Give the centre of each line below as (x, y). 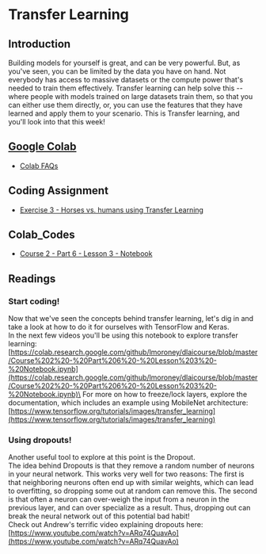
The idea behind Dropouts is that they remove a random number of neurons (131, 466)
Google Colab (42, 147)
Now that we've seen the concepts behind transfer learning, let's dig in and (131, 319)
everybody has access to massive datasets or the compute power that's (126, 80)
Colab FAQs (39, 166)
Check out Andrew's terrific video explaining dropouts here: (106, 525)
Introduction (40, 44)
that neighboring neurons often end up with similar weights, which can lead (131, 483)
